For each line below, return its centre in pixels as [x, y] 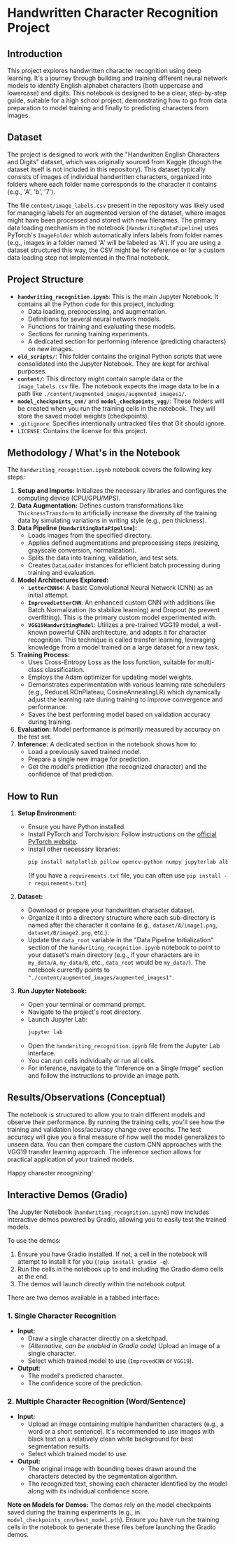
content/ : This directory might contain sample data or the [100, 378]
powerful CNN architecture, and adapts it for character [127, 633]
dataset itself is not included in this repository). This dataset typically [107, 169]
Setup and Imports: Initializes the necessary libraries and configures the [122, 491]
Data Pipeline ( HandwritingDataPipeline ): [77, 528]
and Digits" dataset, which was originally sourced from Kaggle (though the [115, 161]
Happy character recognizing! [50, 1173]
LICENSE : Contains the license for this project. [83, 430]
